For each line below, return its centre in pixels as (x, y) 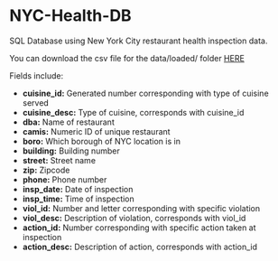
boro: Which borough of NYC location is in (101, 141)
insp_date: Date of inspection (78, 189)
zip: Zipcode (46, 170)
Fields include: (37, 75)
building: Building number (71, 151)
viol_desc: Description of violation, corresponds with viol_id (134, 218)
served (36, 103)
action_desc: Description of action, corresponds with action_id (140, 247)
